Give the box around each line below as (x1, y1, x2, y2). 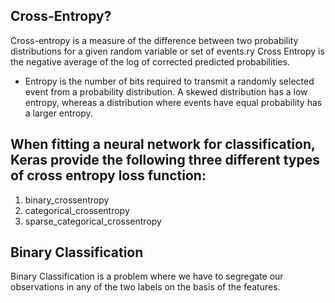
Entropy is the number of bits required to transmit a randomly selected (24, 75, 315, 87)
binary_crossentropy (24, 194, 110, 206)
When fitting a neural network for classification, (10, 136, 316, 153)
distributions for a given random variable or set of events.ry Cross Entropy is (10, 45, 325, 57)
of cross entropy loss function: (10, 167, 207, 184)
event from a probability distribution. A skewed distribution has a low (24, 85, 308, 98)
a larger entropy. (24, 107, 93, 119)
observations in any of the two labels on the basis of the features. (10, 281, 281, 293)
